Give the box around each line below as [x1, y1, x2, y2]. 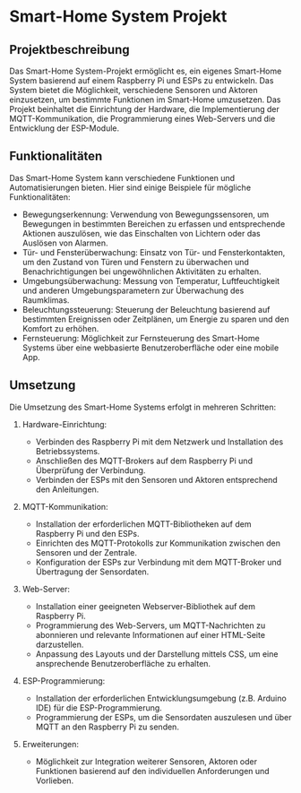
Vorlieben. [35, 775, 74, 786]
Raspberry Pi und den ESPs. [35, 528, 140, 539]
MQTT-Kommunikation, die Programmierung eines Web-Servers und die [9, 114, 276, 124]
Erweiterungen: [21, 738, 79, 749]
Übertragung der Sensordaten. [35, 566, 150, 577]
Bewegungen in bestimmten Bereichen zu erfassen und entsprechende [21, 218, 286, 229]
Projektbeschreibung [9, 42, 130, 57]
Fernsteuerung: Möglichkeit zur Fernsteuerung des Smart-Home [21, 332, 260, 343]
